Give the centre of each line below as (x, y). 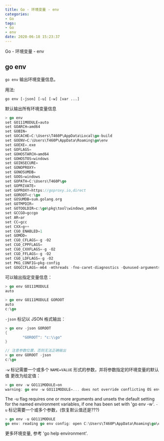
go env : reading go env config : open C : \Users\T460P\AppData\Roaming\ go (81, 423)
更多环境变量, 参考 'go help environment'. (46, 433)
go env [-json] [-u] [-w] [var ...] (42, 99)
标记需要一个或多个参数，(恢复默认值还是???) (54, 410)
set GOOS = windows (23, 177)
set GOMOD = (16, 236)
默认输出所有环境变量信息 (31, 108)
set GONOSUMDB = (20, 172)
